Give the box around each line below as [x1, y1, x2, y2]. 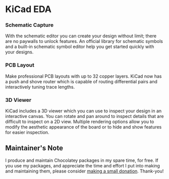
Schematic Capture [5, 22, 54, 29]
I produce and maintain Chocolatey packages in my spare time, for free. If [5, 157, 158, 163]
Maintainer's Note [5, 144, 63, 152]
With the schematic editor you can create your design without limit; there [5, 33, 157, 39]
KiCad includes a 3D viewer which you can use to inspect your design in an [5, 108, 162, 114]
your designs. [5, 49, 34, 55]
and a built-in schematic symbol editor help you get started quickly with [5, 44, 154, 50]
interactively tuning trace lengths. [5, 84, 75, 90]
